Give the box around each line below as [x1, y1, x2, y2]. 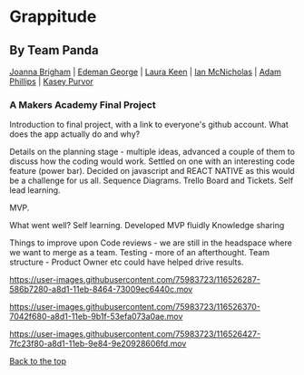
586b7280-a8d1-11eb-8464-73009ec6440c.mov [9, 284, 193, 295]
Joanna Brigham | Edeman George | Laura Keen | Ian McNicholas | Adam [9, 66, 281, 77]
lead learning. [9, 185, 61, 196]
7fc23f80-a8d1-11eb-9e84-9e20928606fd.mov [9, 338, 187, 350]
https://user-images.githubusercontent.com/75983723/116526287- [9, 274, 260, 285]
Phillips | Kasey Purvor [9, 76, 93, 87]
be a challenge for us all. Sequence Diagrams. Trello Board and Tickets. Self [9, 175, 294, 187]
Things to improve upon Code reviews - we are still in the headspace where [9, 237, 292, 248]
